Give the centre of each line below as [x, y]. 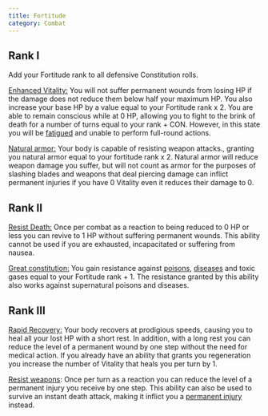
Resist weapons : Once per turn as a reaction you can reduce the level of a [130, 379]
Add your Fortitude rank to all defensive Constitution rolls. [103, 75]
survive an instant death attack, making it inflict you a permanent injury [125, 396]
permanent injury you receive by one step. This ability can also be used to [130, 388]
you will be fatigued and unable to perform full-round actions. [110, 133]
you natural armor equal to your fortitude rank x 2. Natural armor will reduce [133, 157]
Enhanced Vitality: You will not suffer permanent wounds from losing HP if [130, 91]
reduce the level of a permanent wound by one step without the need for [128, 346]
